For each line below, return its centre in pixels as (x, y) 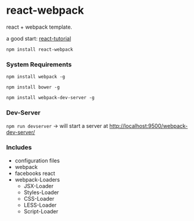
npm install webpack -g (36, 77)
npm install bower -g (33, 87)
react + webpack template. (39, 27)
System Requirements (39, 65)
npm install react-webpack (40, 49)
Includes (19, 148)
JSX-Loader (39, 186)
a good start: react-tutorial (39, 38)
